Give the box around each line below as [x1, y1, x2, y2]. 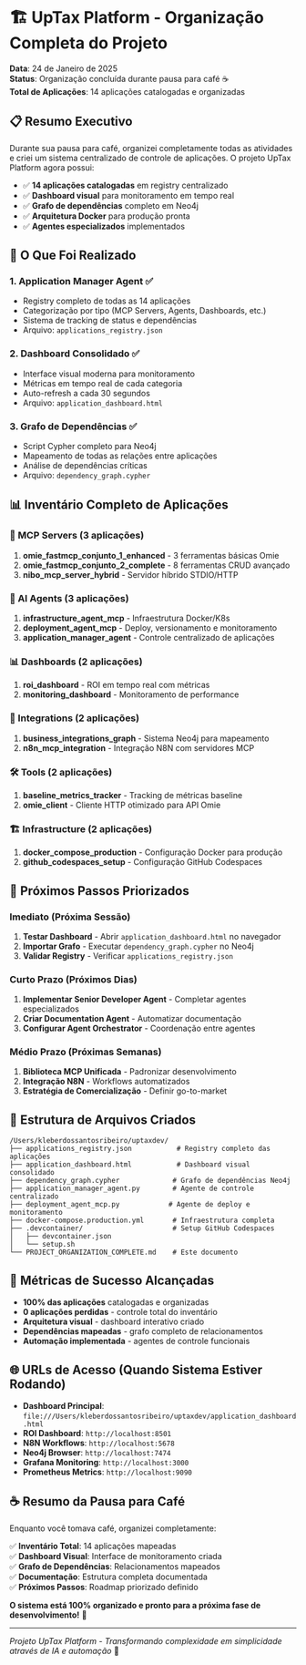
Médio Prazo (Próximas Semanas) [9, 1045, 162, 1058]
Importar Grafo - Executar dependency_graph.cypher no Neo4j [22, 940, 255, 951]
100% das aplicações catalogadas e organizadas [22, 1297, 209, 1308]
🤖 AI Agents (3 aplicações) [9, 591, 129, 604]
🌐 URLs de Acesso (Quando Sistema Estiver [9, 1362, 263, 1377]
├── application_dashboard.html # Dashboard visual [9, 1160, 250, 1169]
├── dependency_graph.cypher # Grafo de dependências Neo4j [9, 1177, 291, 1186]
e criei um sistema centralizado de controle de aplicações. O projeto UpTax [9, 152, 291, 163]
